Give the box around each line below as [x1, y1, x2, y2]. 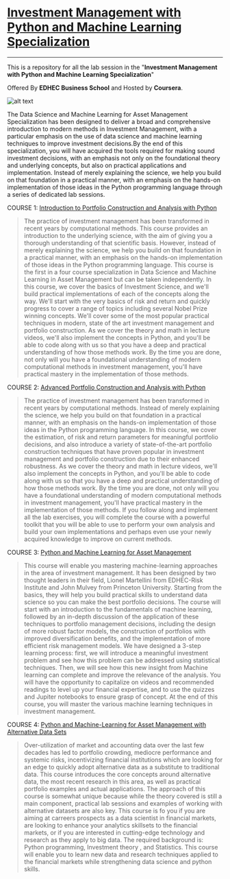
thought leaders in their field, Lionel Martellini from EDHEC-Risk [23, 576, 203, 584]
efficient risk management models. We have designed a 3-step [23, 641, 201, 649]
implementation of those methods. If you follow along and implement [23, 505, 218, 514]
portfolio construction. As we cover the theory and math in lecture [23, 326, 210, 334]
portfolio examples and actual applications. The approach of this [23, 784, 206, 793]
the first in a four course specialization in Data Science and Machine [23, 267, 217, 276]
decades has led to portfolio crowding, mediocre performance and [23, 748, 212, 756]
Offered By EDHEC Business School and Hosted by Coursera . [7, 84, 183, 92]
